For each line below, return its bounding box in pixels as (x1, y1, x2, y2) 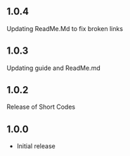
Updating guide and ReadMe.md (6, 64, 100, 72)
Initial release (16, 142, 56, 150)
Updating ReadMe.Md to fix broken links (6, 24, 124, 32)
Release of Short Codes (6, 102, 75, 112)
